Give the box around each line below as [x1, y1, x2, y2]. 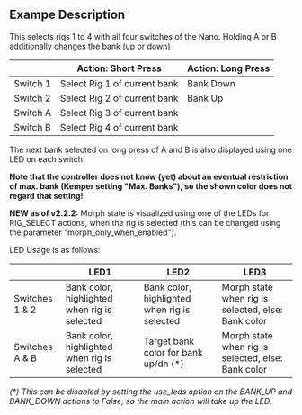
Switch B [13, 121, 51, 133]
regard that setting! [9, 190, 84, 201]
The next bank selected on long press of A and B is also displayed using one [9, 144, 292, 155]
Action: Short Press [76, 62, 162, 75]
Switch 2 [13, 92, 51, 104]
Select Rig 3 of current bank [59, 106, 179, 119]
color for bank [143, 346, 204, 358]
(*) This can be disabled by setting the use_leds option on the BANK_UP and [9, 386, 293, 397]
